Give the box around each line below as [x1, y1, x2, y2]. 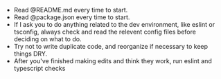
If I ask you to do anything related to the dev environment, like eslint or [13, 21, 215, 28]
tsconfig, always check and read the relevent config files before [13, 27, 196, 36]
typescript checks [13, 65, 66, 72]
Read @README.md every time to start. [13, 6, 128, 14]
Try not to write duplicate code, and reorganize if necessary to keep [13, 43, 209, 50]
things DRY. [13, 49, 48, 58]
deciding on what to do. [13, 35, 82, 43]
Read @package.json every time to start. [13, 13, 130, 21]
